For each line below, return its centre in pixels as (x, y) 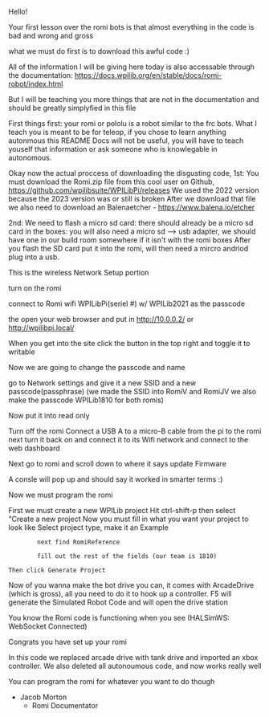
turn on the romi (35, 288)
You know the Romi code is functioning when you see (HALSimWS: (119, 618)
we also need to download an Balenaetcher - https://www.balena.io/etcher (132, 207)
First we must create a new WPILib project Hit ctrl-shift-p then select (122, 510)
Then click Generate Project (57, 570)
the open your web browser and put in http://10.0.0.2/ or (101, 319)
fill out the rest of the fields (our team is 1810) (127, 556)
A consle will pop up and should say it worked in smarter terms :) (116, 479)
